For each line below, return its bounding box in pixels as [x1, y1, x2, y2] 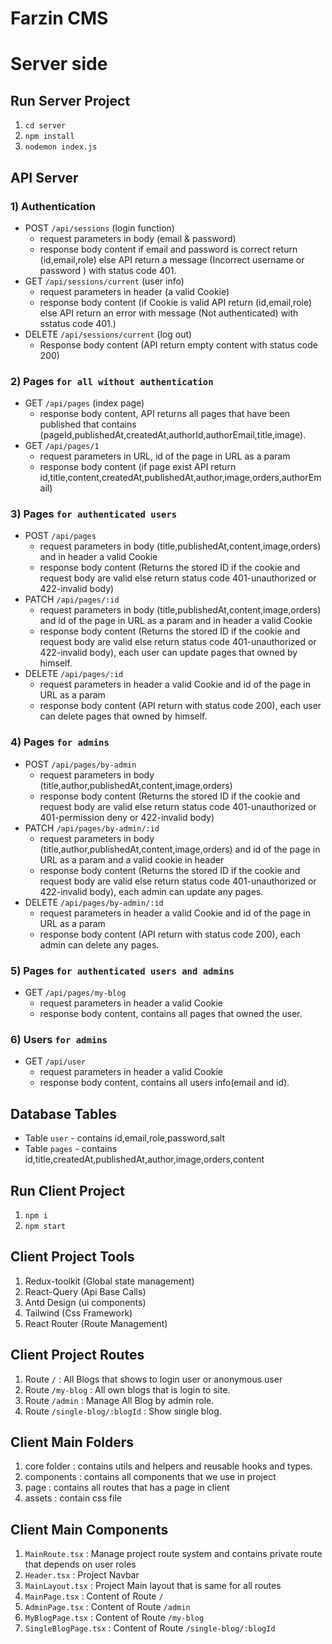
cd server [24, 121, 67, 131]
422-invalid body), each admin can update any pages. [39, 885, 264, 897]
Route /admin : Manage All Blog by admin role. [24, 1394, 215, 1406]
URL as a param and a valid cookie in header [39, 853, 225, 866]
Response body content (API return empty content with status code [39, 338, 318, 351]
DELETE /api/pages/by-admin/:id [24, 896, 164, 908]
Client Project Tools [10, 1248, 135, 1266]
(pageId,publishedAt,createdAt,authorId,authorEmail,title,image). [39, 429, 307, 441]
